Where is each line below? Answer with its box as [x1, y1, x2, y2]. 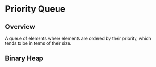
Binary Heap [5, 54, 44, 63]
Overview [5, 23, 36, 31]
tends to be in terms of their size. [5, 40, 72, 46]
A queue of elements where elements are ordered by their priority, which [5, 35, 151, 41]
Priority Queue [5, 3, 66, 14]
